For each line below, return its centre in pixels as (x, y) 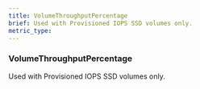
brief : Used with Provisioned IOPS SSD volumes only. (101, 23)
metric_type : (30, 30)
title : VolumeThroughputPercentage (68, 16)
